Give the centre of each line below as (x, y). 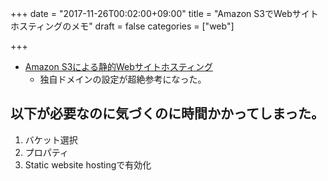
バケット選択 (51, 139)
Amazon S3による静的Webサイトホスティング (118, 66)
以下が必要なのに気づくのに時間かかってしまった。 (167, 113)
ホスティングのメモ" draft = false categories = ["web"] (122, 26)
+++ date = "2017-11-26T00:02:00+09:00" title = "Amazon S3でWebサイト (164, 13)
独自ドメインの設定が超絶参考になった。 (123, 79)
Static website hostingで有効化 (88, 164)
